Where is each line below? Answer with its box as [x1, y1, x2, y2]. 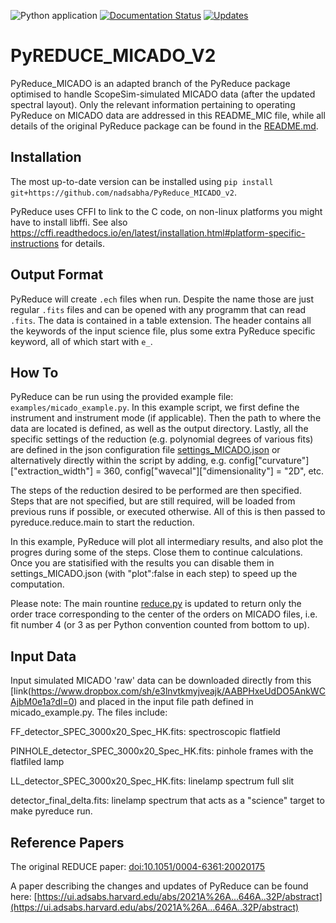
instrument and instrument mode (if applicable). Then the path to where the [10, 412, 322, 424]
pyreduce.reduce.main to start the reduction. [10, 516, 195, 529]
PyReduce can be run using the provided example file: [10, 391, 234, 403]
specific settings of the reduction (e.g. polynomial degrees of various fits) [10, 433, 314, 445]
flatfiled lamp [10, 756, 65, 768]
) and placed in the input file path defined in [73, 696, 254, 708]
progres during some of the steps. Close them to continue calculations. [10, 546, 303, 559]
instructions [10, 237, 60, 249]
